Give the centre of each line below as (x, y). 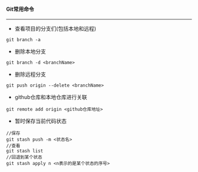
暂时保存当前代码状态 (40, 121)
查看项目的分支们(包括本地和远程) (55, 29)
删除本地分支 (30, 52)
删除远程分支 (30, 74)
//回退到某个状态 (24, 157)
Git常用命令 (20, 9)
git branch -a (24, 40)
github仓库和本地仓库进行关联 (51, 97)
